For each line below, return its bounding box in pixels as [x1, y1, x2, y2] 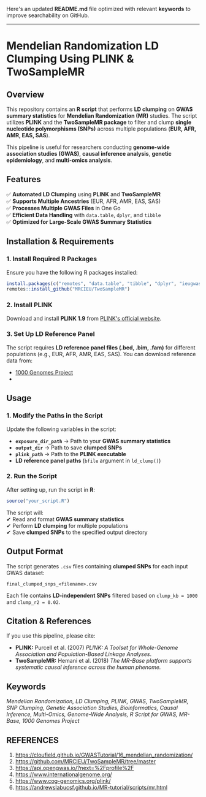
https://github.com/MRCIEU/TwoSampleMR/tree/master [15, 757, 156, 765]
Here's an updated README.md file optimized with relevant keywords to [6, 6, 191, 12]
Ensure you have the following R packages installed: [6, 269, 138, 276]
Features [6, 174, 41, 185]
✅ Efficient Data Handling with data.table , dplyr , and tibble [6, 211, 161, 218]
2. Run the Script [6, 472, 57, 481]
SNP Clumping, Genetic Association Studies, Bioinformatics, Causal [6, 704, 178, 712]
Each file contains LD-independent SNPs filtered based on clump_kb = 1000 [6, 592, 198, 599]
